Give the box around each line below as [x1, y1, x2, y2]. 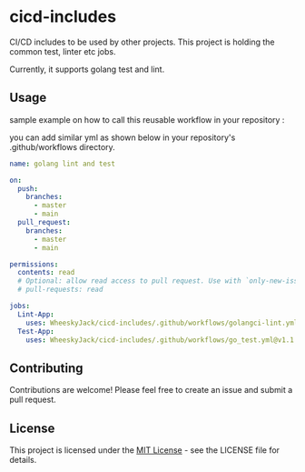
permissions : [9, 259, 59, 269]
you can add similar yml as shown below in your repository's [9, 132, 236, 143]
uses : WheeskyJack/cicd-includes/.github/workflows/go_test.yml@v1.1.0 [25, 335, 302, 345]
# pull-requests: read [17, 285, 103, 295]
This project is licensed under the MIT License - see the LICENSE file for [9, 445, 280, 456]
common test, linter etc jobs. [9, 45, 116, 56]
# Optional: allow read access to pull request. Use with [17, 276, 242, 286]
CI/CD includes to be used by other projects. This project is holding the [9, 36, 275, 47]
